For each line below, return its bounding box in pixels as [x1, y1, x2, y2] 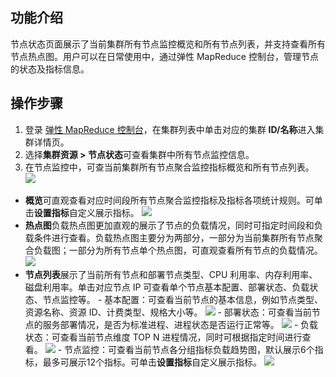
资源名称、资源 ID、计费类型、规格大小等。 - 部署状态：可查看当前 [24, 306, 312, 318]
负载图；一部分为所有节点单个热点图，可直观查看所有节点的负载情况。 [33, 244, 323, 256]
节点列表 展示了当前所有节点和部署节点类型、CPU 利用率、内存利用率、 [24, 268, 318, 280]
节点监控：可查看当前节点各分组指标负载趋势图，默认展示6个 [64, 343, 315, 355]
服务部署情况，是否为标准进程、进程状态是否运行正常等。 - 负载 [42, 318, 319, 330]
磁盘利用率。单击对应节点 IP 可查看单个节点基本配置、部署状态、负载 [24, 281, 310, 293]
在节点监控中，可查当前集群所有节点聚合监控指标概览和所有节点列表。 [24, 161, 315, 173]
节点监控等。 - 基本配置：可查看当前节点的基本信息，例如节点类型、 [42, 293, 324, 305]
